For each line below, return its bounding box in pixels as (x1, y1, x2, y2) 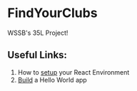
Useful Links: (7, 49, 68, 61)
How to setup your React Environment (17, 68, 130, 76)
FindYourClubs (7, 5, 98, 21)
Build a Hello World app (17, 75, 87, 84)
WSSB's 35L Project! (7, 28, 68, 37)
